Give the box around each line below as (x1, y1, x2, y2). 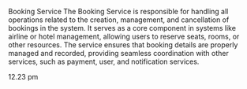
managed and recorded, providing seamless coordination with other (8, 49, 229, 57)
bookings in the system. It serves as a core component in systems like (8, 24, 237, 32)
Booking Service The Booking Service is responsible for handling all (8, 7, 229, 16)
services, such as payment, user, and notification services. (8, 57, 200, 66)
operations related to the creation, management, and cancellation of (8, 15, 230, 24)
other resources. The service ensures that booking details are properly (8, 40, 238, 50)
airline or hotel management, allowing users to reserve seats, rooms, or (8, 32, 240, 41)
